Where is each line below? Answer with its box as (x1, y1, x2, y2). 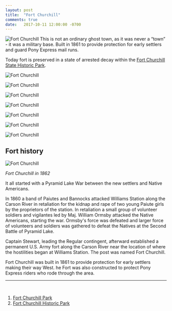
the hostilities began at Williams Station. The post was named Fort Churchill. (5, 249, 166, 256)
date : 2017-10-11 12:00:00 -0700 (5, 22, 81, 27)
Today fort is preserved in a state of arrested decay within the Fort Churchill (5, 57, 165, 63)
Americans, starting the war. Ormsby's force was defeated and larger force (5, 218, 164, 224)
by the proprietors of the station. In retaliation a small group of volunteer (5, 206, 158, 213)
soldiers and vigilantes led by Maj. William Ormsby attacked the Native (5, 212, 154, 218)
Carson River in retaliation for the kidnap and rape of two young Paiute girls (5, 201, 164, 207)
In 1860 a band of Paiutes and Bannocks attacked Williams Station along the (5, 196, 165, 202)
